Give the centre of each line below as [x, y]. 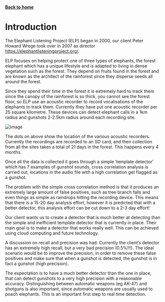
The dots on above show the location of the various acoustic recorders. [78, 136]
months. [14, 152]
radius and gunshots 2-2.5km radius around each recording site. [70, 117]
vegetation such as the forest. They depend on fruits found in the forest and [82, 71]
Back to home [19, 7]
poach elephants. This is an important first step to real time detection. [76, 294]
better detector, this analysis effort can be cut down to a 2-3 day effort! [77, 208]
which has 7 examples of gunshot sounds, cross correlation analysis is [77, 167]
